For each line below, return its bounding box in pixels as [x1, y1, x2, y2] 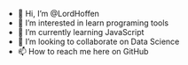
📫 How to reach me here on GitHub [17, 47, 149, 56]
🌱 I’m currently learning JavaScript [17, 27, 145, 37]
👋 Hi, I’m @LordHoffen [17, 9, 100, 18]
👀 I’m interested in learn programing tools [17, 18, 169, 28]
